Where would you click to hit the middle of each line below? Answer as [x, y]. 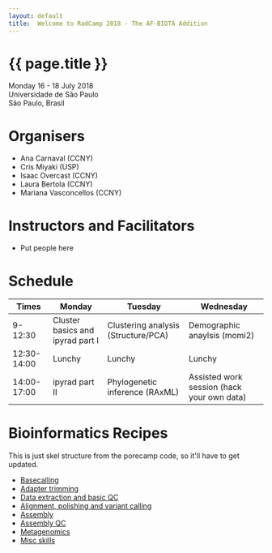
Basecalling [39, 480]
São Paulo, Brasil [36, 103]
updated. [23, 465]
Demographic [215, 325]
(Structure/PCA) [138, 336]
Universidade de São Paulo [53, 95]
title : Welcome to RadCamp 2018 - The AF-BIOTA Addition [108, 24]
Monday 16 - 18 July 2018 [51, 86]
